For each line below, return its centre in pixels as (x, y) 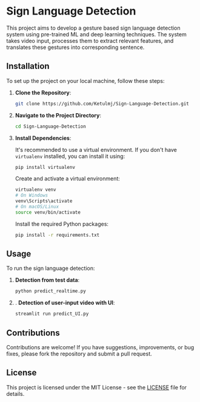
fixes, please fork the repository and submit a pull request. (79, 354)
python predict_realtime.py (50, 291)
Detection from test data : (47, 280)
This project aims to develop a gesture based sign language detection (93, 28)
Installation (28, 66)
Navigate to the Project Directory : (58, 115)
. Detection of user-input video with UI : (65, 303)
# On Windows (32, 196)
